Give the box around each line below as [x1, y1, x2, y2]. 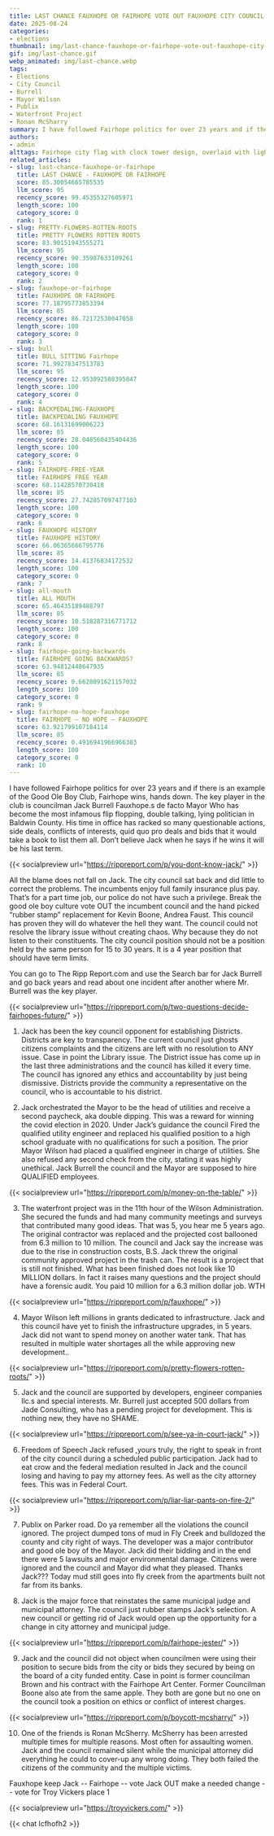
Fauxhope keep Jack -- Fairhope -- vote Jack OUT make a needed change [9, 1779, 260, 1789]
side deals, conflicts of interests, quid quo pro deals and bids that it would [9, 827, 257, 837]
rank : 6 [16, 518, 43, 527]
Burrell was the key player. [9, 986, 98, 996]
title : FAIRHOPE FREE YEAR [16, 474, 108, 482]
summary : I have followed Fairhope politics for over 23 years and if [9, 125, 254, 133]
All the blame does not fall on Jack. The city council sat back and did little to [9, 876, 265, 885]
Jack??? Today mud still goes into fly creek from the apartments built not [20, 1572, 265, 1581]
